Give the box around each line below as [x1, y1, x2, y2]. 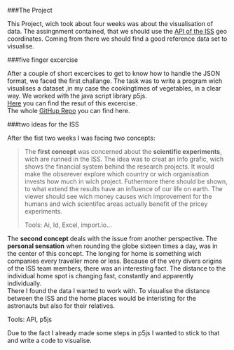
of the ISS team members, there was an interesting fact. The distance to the [7, 264, 226, 273]
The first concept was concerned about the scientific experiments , [24, 148, 222, 155]
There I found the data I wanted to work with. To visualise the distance [7, 287, 210, 294]
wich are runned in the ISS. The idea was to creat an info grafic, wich [24, 155, 224, 163]
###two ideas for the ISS [7, 120, 79, 129]
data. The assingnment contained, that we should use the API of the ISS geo [7, 27, 228, 35]
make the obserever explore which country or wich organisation [24, 170, 209, 178]
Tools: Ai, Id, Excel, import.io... [24, 221, 112, 229]
